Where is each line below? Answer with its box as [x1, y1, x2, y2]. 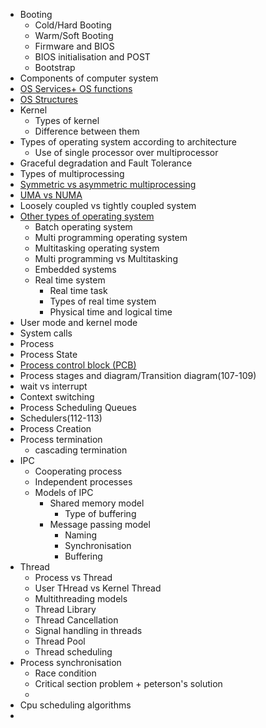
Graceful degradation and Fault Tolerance [19, 157, 193, 169]
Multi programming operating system [34, 232, 188, 243]
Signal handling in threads [34, 625, 143, 636]
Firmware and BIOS [34, 40, 115, 52]
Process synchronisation [19, 657, 122, 668]
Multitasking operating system [34, 242, 160, 254]
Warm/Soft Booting [34, 30, 114, 41]
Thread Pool [34, 635, 86, 647]
